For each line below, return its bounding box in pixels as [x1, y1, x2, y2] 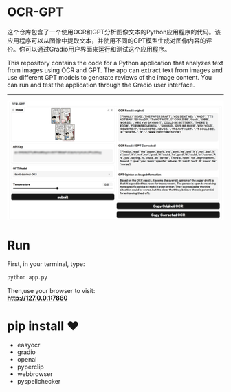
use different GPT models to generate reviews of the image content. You [7, 73, 212, 81]
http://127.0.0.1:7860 [7, 294, 68, 303]
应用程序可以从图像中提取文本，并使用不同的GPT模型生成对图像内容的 [7, 36, 206, 45]
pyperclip [16, 362, 45, 371]
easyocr [16, 341, 41, 349]
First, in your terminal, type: [7, 260, 85, 268]
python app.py [7, 274, 48, 281]
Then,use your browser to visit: [7, 287, 96, 295]
